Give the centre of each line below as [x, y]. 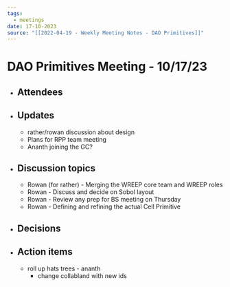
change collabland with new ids [82, 275]
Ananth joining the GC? [60, 147]
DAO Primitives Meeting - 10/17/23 [107, 67]
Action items [45, 252]
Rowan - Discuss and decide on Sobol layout [91, 192]
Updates [36, 115]
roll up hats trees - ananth [64, 268]
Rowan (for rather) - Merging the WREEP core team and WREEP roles [125, 185]
